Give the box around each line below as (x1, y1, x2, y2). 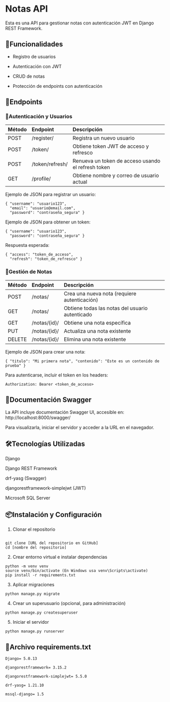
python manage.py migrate (5, 591, 60, 597)
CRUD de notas (12, 73, 45, 79)
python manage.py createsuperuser (5, 610, 78, 615)
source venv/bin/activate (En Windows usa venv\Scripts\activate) (5, 568, 148, 573)
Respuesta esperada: (5, 242, 50, 248)
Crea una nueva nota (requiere (64, 290, 137, 297)
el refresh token (72, 164, 110, 171)
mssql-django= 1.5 (5, 691, 44, 696)
